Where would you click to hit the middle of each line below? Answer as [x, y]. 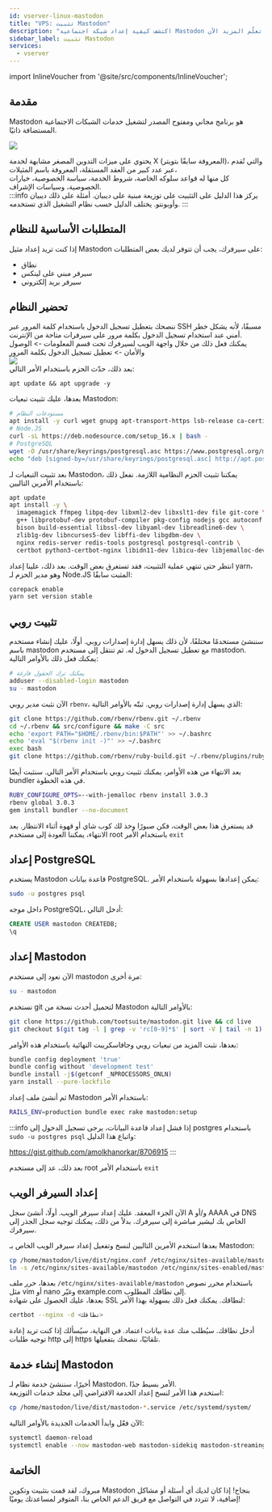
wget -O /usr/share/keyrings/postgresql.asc [85, 451]
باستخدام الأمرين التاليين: [46, 483]
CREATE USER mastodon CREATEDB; [63, 924]
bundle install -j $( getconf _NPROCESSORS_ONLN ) [91, 1074]
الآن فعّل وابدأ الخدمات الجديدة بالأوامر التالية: [77, 1423]
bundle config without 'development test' [82, 1067]
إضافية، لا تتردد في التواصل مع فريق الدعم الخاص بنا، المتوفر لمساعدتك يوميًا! [125, 1498]
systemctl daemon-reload [51, 1438]
